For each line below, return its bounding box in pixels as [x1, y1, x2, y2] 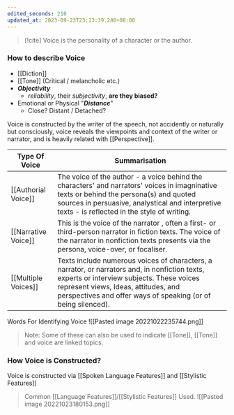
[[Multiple [10, 273, 43, 283]
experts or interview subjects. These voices [57, 273, 200, 283]
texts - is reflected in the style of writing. [57, 207, 192, 217]
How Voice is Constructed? [7, 356, 102, 365]
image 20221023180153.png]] [24, 400, 110, 409]
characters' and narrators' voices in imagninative [57, 180, 217, 190]
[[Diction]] [17, 69, 47, 78]
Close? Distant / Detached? [27, 106, 107, 115]
